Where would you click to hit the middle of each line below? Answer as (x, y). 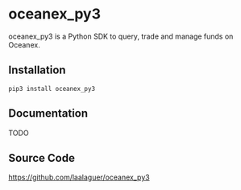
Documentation (48, 114)
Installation (37, 70)
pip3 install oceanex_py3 (52, 89)
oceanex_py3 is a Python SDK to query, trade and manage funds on (121, 36)
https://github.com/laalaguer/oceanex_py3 (79, 177)
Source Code (42, 158)
